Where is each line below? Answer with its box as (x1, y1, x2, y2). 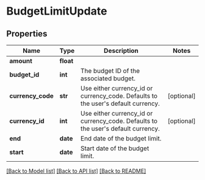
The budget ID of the (80, 67, 140, 75)
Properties (6, 29, 48, 39)
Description (103, 47, 139, 55)
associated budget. (80, 74, 136, 83)
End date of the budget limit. (80, 134, 162, 142)
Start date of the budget (80, 144, 149, 153)
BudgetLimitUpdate (6, 4, 107, 18)
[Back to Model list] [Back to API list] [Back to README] (6, 167, 146, 175)
